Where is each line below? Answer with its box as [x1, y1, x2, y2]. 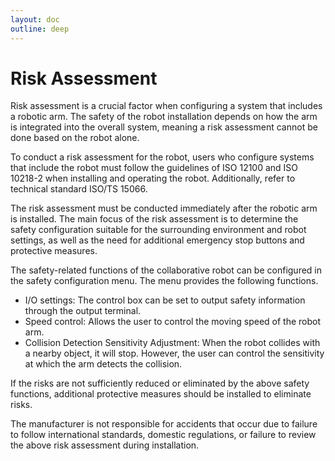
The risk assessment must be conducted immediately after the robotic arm [10, 202, 318, 215]
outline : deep [10, 24, 70, 34]
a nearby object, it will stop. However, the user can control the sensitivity [24, 347, 325, 360]
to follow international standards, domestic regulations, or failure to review [10, 429, 317, 441]
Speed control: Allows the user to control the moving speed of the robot [24, 316, 322, 328]
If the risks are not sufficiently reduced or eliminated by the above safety [10, 377, 310, 390]
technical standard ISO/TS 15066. [10, 183, 148, 195]
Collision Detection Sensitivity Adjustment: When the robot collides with [24, 337, 321, 349]
